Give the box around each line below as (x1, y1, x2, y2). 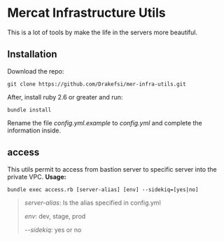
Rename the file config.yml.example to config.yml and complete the (7, 118, 203, 127)
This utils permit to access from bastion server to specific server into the (7, 165, 217, 173)
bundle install (7, 106, 52, 113)
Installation (7, 48, 57, 60)
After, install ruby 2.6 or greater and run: (7, 92, 123, 101)
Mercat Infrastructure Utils (7, 5, 166, 21)
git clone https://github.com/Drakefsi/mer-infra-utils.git (7, 81, 187, 88)
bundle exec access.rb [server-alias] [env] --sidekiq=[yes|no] (7, 186, 199, 193)
